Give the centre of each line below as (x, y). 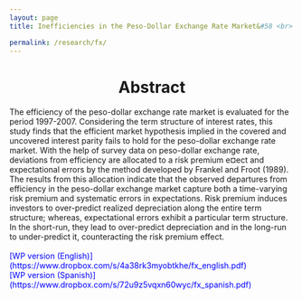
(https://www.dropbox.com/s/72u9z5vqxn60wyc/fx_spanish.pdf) (131, 285)
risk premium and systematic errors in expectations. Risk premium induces (148, 199)
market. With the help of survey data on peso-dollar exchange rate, (135, 151)
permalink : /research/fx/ (58, 42)
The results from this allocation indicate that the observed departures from (148, 179)
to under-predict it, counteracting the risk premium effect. (117, 237)
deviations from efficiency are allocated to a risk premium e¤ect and (137, 160)
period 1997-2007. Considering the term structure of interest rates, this (141, 122)
